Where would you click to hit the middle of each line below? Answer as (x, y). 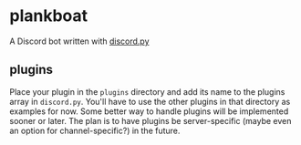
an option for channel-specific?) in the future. (95, 130)
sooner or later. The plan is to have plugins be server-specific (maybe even (150, 120)
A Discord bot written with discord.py (79, 41)
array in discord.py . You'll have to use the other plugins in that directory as (150, 101)
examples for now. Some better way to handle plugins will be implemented (149, 111)
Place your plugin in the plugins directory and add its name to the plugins (147, 91)
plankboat (49, 16)
